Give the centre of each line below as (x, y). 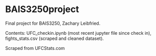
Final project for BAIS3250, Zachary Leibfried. (53, 23)
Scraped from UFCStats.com (35, 48)
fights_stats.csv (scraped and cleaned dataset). (55, 38)
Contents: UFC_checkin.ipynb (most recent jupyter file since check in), (79, 33)
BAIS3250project (42, 9)
